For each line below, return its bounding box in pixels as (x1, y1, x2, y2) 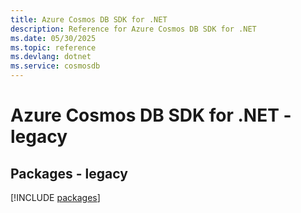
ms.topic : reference (10, 42, 97, 53)
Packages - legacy (10, 165, 128, 182)
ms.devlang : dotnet (10, 52, 92, 62)
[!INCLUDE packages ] (10, 192, 101, 203)
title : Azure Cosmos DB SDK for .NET (10, 14, 168, 25)
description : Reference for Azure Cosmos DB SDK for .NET (10, 24, 257, 34)
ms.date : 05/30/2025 (10, 33, 97, 43)
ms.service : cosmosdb (10, 61, 101, 71)
